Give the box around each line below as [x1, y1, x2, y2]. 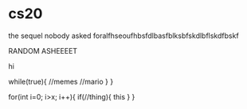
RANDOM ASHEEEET [8, 46, 78, 55]
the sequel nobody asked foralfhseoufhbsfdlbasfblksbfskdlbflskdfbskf [8, 31, 239, 40]
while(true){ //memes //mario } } [8, 77, 114, 86]
